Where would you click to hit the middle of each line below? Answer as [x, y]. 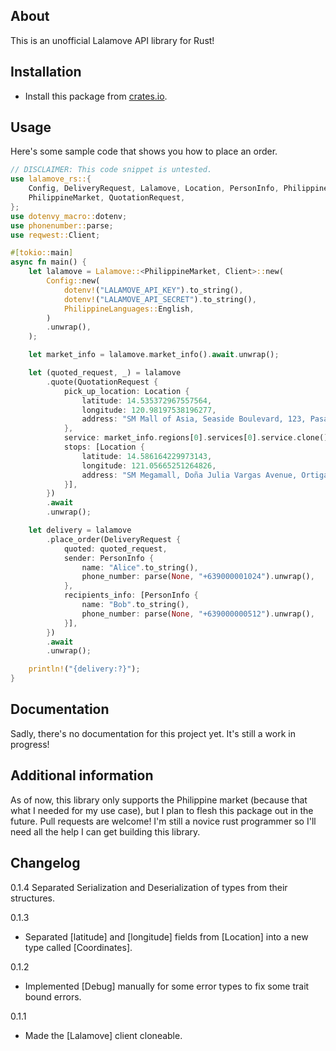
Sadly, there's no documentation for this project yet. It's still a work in [153, 733]
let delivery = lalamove [80, 530]
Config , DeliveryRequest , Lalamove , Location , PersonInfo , [154, 189]
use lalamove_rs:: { [51, 179]
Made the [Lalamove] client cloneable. [103, 1035]
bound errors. [53, 996]
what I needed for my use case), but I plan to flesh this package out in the [162, 810]
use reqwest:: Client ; [55, 235]
